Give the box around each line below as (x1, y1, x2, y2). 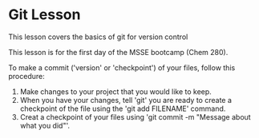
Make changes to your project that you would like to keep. (19, 86, 212, 97)
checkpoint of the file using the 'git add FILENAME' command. (19, 104, 226, 113)
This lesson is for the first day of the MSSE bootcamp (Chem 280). (8, 47, 229, 57)
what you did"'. (19, 120, 71, 130)
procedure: (8, 71, 46, 81)
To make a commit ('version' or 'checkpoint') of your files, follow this (8, 62, 236, 73)
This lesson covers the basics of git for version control (8, 32, 188, 41)
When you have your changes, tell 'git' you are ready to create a (19, 95, 233, 104)
